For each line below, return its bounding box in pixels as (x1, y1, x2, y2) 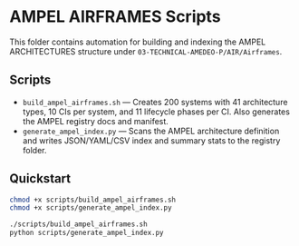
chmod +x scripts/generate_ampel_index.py (9, 203, 172, 212)
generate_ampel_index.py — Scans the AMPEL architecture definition (22, 125, 280, 136)
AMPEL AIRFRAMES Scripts (9, 6, 221, 27)
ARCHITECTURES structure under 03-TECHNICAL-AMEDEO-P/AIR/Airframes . (9, 45, 283, 56)
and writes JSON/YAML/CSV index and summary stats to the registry (22, 134, 281, 146)
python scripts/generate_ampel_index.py (9, 229, 165, 238)
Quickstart (9, 171, 72, 187)
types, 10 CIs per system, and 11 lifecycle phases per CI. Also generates (22, 106, 290, 117)
